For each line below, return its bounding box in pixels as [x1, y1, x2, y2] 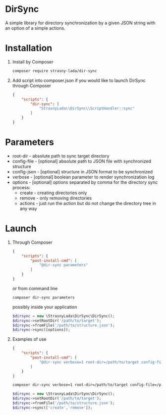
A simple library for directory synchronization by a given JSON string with [5, 20, 156, 26]
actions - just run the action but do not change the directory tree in [19, 200, 156, 206]
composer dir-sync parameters [12, 295, 75, 300]
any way [19, 206, 37, 211]
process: [12, 184, 31, 190]
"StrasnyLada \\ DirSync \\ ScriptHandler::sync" [39, 106, 135, 111]
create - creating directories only [19, 190, 87, 196]
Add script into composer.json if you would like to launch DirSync [12, 77, 146, 83]
